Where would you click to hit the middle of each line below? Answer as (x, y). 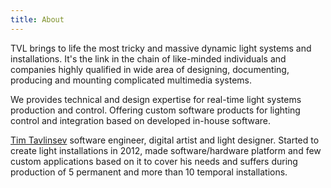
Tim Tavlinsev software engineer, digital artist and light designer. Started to (165, 140)
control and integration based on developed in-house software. (141, 120)
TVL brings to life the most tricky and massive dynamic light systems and (161, 48)
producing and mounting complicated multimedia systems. (131, 80)
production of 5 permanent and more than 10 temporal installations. (149, 172)
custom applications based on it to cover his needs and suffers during (154, 161)
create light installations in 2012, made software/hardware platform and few (166, 150)
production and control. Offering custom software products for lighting (155, 110)
